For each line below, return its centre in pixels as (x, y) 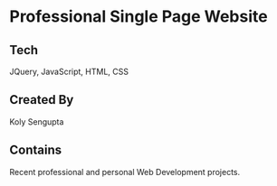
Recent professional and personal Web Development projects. (125, 172)
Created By (42, 100)
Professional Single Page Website (139, 17)
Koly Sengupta (37, 121)
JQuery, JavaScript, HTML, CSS (69, 71)
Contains (35, 150)
